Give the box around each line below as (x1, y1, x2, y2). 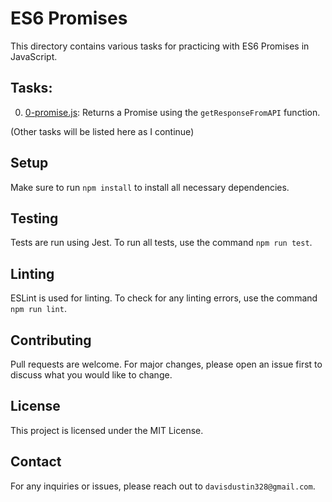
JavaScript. (10, 50, 58, 62)
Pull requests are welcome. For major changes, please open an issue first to (10, 358, 323, 370)
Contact (10, 453, 62, 471)
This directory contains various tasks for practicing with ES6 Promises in (10, 40, 310, 52)
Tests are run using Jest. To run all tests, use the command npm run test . (10, 237, 313, 249)
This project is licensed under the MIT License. (10, 424, 204, 436)
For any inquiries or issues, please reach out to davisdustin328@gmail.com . (10, 480, 316, 492)
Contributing (10, 332, 92, 349)
